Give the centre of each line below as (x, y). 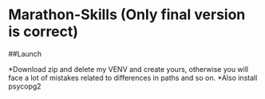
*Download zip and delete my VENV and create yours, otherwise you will (129, 69)
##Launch (25, 53)
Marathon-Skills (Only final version (127, 15)
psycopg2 (25, 86)
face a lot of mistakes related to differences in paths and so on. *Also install (133, 77)
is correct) (43, 32)
